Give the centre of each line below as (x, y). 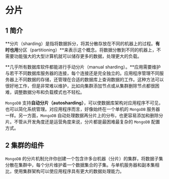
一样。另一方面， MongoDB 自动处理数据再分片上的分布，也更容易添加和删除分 (84, 115)
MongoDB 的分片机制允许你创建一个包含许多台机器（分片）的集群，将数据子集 (84, 158)
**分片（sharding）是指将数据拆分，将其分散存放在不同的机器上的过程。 (80, 44)
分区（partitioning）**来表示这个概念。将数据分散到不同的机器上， (88, 50)
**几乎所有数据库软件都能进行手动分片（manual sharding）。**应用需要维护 (83, 67)
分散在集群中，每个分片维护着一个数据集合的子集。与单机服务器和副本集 (80, 165)
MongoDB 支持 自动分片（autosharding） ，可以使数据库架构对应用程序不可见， (84, 103)
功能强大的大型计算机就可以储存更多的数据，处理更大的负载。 (78, 56)
